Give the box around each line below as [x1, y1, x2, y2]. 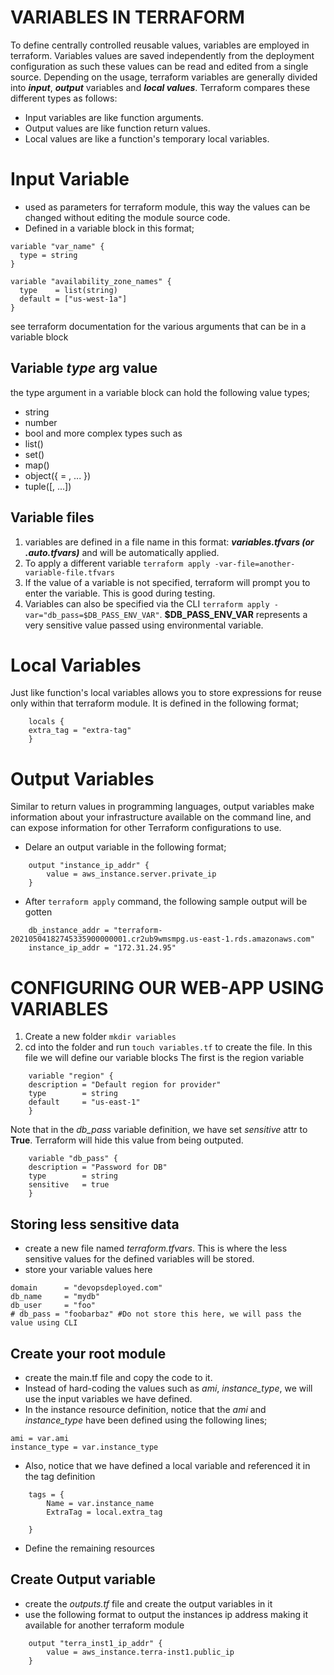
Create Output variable [10, 1571, 156, 1588]
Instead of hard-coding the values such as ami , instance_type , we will [24, 1382, 313, 1394]
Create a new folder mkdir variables [24, 1031, 177, 1043]
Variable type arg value [10, 360, 158, 377]
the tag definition [24, 1470, 96, 1482]
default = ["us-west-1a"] [19, 294, 128, 304]
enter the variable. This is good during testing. [24, 587, 216, 599]
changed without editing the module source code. [24, 211, 231, 223]
